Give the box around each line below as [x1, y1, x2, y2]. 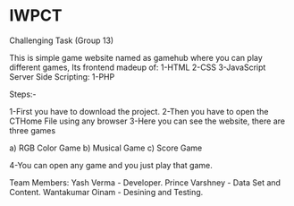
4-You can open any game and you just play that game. [9, 159, 213, 170]
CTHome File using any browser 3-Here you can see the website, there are [9, 116, 286, 126]
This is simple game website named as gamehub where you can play [9, 52, 264, 63]
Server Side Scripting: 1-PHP [9, 71, 115, 82]
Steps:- [9, 89, 38, 99]
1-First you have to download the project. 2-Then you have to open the [9, 106, 269, 116]
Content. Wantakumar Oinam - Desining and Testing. [9, 186, 204, 197]
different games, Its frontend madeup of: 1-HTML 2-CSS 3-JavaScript [9, 62, 266, 73]
